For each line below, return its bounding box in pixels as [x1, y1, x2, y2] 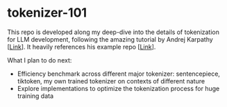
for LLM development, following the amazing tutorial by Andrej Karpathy [7, 35, 213, 43]
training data [17, 92, 54, 100]
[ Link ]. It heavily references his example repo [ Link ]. [7, 42, 156, 51]
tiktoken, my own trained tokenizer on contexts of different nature [17, 76, 205, 85]
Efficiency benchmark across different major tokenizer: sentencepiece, [17, 69, 221, 78]
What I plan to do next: [7, 56, 72, 64]
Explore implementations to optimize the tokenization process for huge [17, 84, 220, 92]
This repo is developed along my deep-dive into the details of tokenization [7, 28, 220, 36]
